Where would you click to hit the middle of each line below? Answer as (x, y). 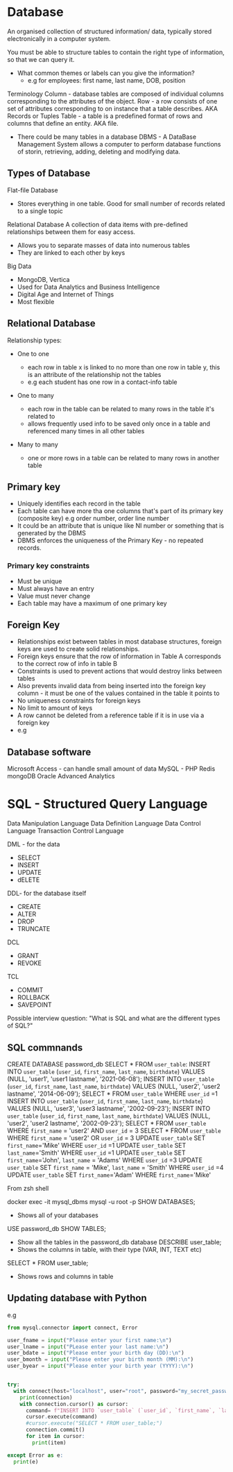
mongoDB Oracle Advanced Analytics (61, 776)
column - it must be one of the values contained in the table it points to (118, 693)
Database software (49, 752)
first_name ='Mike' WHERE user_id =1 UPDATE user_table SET (97, 1146)
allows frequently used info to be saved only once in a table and (119, 424)
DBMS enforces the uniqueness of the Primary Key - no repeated (110, 541)
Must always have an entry (56, 588)
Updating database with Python (77, 1298)
